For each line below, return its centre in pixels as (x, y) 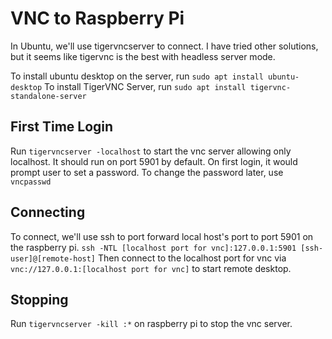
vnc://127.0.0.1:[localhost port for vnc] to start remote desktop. (151, 268)
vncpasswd (31, 182)
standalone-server (48, 96)
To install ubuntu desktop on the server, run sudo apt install (137, 76)
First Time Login (62, 127)
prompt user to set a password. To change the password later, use (147, 172)
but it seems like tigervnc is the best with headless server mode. (143, 56)
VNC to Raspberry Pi (97, 18)
